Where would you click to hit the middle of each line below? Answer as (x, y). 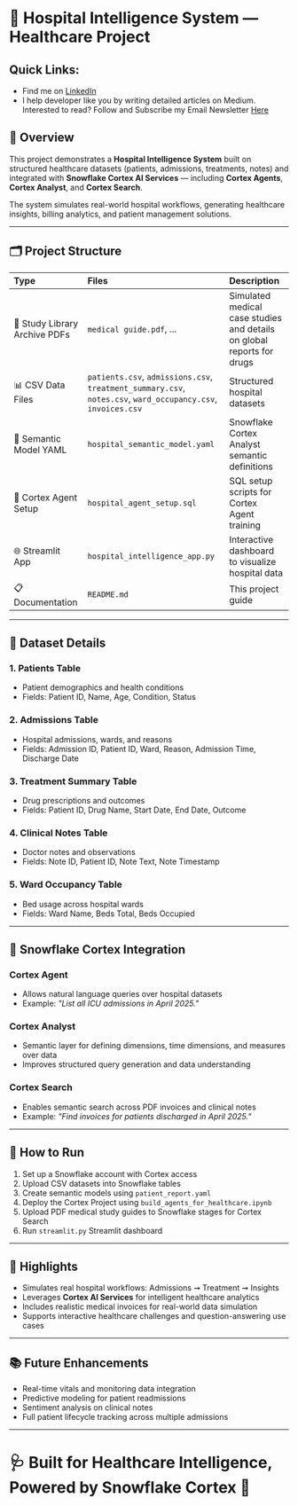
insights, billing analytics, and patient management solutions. (121, 214)
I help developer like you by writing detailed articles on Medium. (139, 100)
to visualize (253, 561)
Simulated (250, 295)
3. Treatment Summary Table (73, 781)
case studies (255, 318)
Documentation (46, 602)
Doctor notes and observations (78, 852)
